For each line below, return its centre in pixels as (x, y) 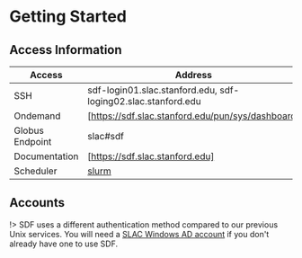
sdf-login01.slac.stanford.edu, (152, 90)
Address (194, 75)
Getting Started (68, 17)
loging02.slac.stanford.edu (144, 101)
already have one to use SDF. (64, 244)
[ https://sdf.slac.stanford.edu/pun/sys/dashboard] (194, 116)
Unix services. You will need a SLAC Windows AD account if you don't (139, 234)
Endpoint (33, 142)
